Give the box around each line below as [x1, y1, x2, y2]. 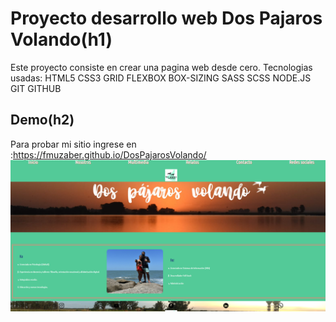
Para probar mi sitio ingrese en [10, 138, 137, 150]
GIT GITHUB [10, 82, 62, 94]
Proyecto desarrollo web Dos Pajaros [10, 7, 323, 30]
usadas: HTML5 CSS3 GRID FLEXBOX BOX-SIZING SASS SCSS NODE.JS [10, 72, 312, 84]
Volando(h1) [10, 28, 113, 51]
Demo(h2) [10, 112, 75, 129]
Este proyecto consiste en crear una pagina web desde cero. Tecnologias [10, 61, 313, 73]
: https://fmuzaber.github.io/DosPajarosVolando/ [10, 148, 207, 161]
